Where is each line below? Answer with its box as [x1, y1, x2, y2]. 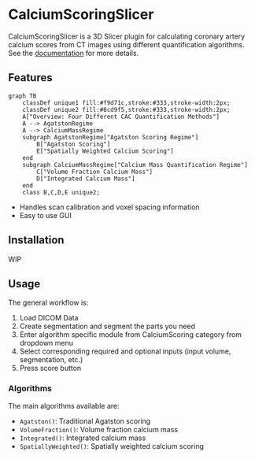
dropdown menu [19, 339, 73, 348]
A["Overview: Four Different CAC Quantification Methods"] [22, 113, 220, 120]
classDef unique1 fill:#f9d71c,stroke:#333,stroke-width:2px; [22, 98, 231, 107]
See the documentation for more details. [8, 48, 139, 57]
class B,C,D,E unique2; [22, 188, 101, 196]
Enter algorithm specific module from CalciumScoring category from [19, 330, 242, 339]
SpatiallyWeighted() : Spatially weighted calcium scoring [19, 441, 205, 450]
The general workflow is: [8, 298, 89, 308]
